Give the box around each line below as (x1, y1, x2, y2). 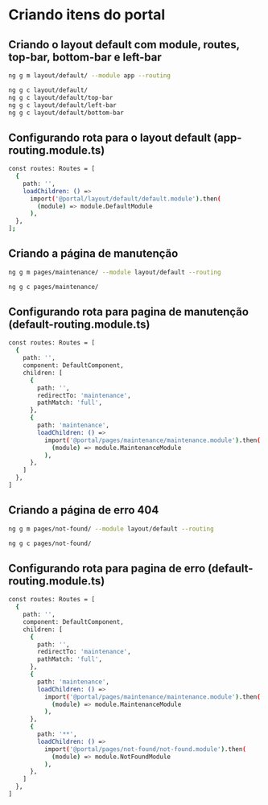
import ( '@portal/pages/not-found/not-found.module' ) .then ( (43, 745, 247, 753)
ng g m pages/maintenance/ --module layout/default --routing (8, 268, 221, 276)
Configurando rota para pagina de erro (8, 561, 206, 575)
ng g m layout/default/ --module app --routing (8, 72, 171, 80)
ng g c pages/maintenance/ (8, 283, 99, 291)
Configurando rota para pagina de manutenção (8, 305, 249, 319)
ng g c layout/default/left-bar (8, 101, 117, 109)
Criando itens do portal (8, 6, 166, 24)
